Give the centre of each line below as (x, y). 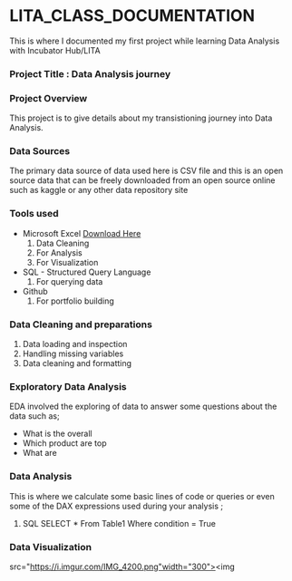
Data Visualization (51, 547)
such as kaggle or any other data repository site (99, 190)
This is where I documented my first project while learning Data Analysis (145, 41)
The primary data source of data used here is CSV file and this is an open (146, 171)
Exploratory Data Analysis (68, 386)
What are (39, 453)
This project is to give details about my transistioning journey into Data (141, 118)
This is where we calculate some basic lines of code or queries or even (142, 496)
